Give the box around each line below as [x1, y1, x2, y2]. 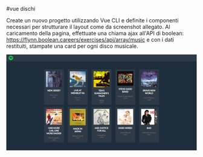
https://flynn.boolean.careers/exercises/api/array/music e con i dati [6, 36, 174, 43]
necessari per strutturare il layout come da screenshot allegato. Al [6, 24, 170, 30]
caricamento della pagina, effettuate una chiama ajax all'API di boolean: [6, 30, 184, 37]
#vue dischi [6, 5, 36, 12]
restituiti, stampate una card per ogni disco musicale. [6, 42, 139, 50]
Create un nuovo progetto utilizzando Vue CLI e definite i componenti [6, 17, 179, 24]
